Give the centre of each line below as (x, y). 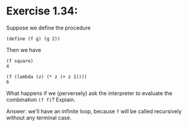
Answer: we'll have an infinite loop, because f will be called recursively (94, 111)
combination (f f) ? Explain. (41, 99)
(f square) (20, 61)
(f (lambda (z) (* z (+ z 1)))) (47, 76)
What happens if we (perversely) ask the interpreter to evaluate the (89, 93)
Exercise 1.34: (42, 11)
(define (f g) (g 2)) (33, 39)
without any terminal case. (39, 117)
